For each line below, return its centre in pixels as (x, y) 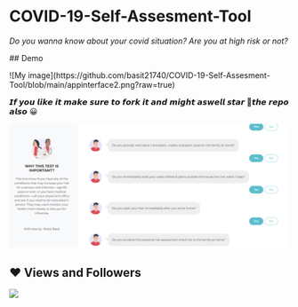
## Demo (26, 58)
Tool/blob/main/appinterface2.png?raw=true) (92, 84)
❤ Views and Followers (76, 272)
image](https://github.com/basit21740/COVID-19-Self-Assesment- (149, 75)
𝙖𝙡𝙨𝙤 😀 (24, 111)
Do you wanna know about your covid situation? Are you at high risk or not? (149, 41)
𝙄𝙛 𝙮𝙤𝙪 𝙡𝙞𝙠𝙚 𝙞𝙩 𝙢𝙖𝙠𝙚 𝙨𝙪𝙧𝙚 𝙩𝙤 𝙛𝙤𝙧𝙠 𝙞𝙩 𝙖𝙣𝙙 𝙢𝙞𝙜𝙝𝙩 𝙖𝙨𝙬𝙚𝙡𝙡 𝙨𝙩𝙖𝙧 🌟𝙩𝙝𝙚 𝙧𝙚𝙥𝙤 (149, 102)
